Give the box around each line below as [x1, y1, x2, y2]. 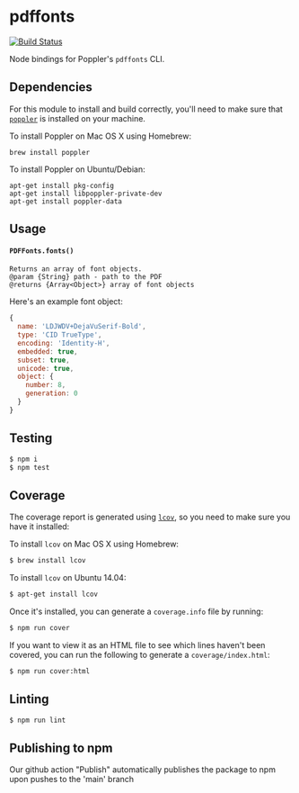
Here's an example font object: [9, 296, 123, 307]
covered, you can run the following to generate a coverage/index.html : [9, 649, 270, 660]
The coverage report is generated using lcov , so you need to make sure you [9, 511, 291, 523]
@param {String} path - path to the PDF [9, 273, 163, 282]
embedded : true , [17, 347, 78, 356]
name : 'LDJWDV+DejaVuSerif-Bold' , [17, 322, 146, 331]
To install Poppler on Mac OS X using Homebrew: [9, 131, 191, 141]
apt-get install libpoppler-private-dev [9, 189, 163, 198]
